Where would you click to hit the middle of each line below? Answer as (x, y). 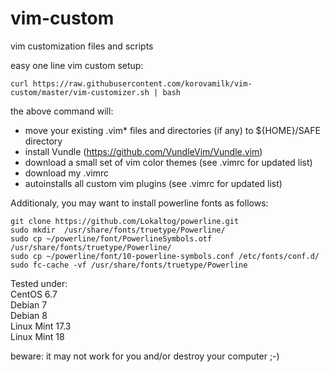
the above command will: (62, 111)
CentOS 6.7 (34, 294)
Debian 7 (29, 304)
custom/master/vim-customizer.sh (80, 92)
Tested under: (39, 283)
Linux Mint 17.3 (41, 326)
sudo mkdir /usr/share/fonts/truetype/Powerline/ (118, 230)
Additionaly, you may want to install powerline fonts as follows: (139, 203)
